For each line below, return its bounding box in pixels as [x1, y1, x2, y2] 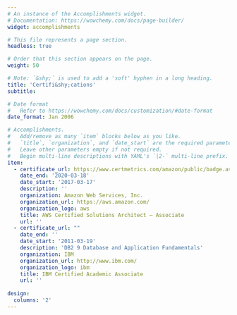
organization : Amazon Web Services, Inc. [20, 192, 143, 199]
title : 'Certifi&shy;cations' [7, 81, 97, 88]
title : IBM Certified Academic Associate [20, 271, 143, 278]
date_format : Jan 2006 [7, 113, 74, 121]
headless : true [7, 43, 52, 50]
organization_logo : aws [20, 205, 90, 212]
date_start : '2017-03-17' [20, 179, 97, 186]
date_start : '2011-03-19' [20, 237, 97, 245]
